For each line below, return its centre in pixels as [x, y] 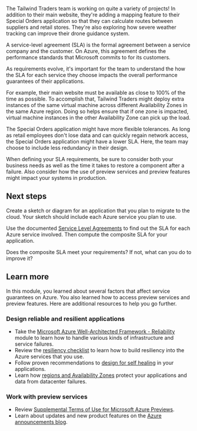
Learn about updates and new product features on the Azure [88, 416]
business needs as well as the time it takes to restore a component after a [95, 165]
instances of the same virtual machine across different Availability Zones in [97, 105]
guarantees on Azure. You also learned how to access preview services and [98, 297]
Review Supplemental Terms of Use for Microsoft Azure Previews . [94, 410]
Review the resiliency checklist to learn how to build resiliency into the [99, 350]
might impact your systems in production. [56, 178]
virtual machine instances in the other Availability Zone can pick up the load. [98, 118]
